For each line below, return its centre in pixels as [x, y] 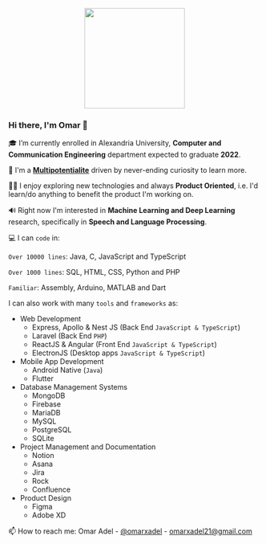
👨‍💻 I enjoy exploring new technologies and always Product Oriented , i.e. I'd [133, 186]
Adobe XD [49, 515]
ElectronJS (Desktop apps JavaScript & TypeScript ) [119, 353]
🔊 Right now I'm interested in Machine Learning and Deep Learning [122, 211]
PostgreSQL [52, 430]
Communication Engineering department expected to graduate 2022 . [125, 155]
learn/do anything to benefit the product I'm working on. [101, 194]
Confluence [51, 489]
